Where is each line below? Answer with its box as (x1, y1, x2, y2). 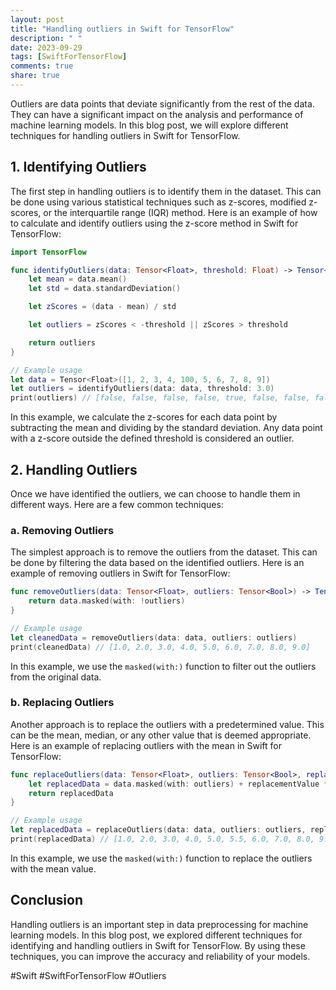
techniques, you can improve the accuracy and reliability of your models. (10, 950, 311, 962)
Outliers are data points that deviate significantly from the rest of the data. (10, 97, 315, 110)
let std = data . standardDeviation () (28, 284, 182, 294)
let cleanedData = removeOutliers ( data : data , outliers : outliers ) (10, 632, 298, 643)
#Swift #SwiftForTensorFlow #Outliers (10, 969, 167, 981)
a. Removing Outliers (10, 523, 115, 537)
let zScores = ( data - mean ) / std (28, 302, 177, 312)
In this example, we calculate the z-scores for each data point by (10, 411, 278, 423)
